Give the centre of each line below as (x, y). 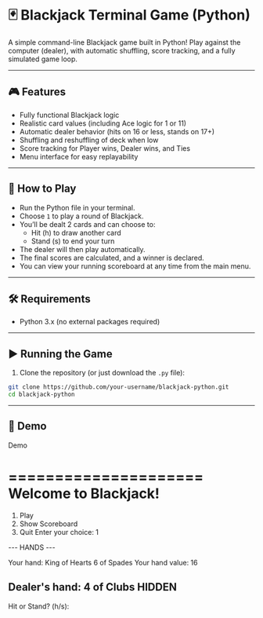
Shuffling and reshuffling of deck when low (89, 140)
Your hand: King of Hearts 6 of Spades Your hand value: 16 (103, 562)
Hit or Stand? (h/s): (39, 606)
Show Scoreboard (49, 524)
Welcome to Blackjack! (84, 494)
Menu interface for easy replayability (79, 156)
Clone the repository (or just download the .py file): (102, 373)
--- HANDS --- (32, 547)
